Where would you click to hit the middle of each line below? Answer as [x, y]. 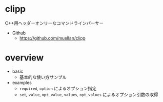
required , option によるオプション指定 [58, 88]
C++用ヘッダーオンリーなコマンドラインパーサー [54, 23]
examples [22, 82]
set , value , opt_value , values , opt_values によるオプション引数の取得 [89, 94]
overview [24, 58]
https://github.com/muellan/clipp [52, 38]
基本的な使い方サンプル [43, 77]
